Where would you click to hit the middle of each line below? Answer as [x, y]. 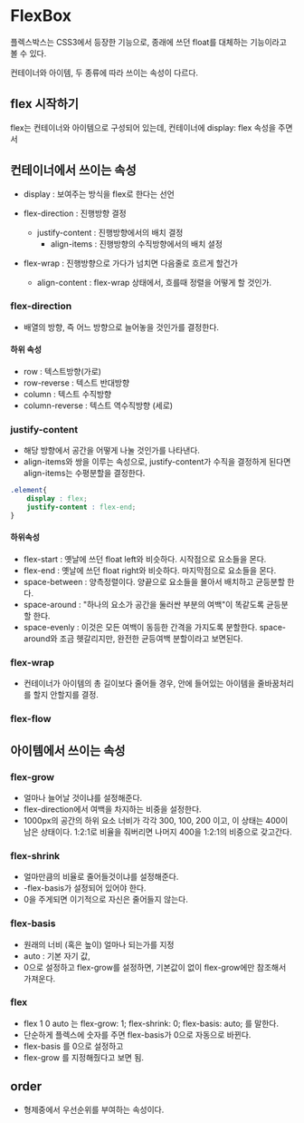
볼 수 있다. [28, 53]
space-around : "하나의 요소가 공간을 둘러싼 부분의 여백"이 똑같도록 [144, 605]
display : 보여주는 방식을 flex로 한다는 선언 [99, 194]
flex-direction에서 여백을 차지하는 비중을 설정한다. [112, 809]
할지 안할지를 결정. [66, 695]
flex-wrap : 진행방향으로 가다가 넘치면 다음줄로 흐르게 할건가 [131, 263]
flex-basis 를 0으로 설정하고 [73, 1046]
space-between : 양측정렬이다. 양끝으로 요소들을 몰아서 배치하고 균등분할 [154, 582]
